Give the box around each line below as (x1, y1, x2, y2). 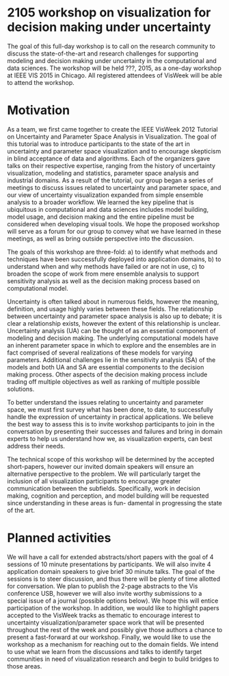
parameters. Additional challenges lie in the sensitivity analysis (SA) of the (7, 355, 216, 364)
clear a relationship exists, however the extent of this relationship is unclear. (7, 319, 221, 327)
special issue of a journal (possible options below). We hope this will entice (7, 596, 219, 605)
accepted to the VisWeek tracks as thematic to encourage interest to (7, 611, 200, 619)
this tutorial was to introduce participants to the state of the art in (7, 139, 190, 148)
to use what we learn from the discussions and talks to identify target (7, 647, 202, 655)
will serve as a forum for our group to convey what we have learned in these (7, 227, 221, 235)
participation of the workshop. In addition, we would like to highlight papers (7, 603, 220, 612)
